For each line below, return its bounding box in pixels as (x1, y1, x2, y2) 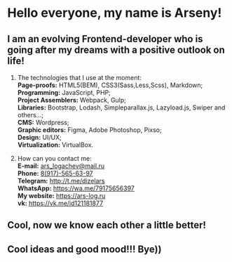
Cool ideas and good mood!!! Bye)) (7, 243, 162, 255)
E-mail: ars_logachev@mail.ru (17, 162, 105, 170)
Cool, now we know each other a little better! (7, 219, 207, 231)
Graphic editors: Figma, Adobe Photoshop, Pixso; (17, 126, 163, 134)
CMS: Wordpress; (17, 118, 69, 126)
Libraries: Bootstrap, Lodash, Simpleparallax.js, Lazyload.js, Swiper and (17, 103, 226, 112)
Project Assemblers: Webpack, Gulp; (17, 96, 126, 104)
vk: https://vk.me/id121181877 (17, 199, 104, 207)
